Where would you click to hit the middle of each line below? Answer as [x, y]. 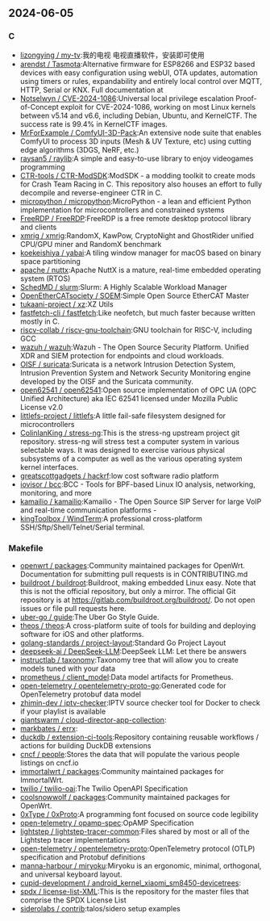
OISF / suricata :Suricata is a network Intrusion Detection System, [128, 364]
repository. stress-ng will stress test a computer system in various [130, 441]
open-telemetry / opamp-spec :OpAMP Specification [107, 823]
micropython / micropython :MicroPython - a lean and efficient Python [135, 201]
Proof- [247, 98]
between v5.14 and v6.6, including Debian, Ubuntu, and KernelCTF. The [139, 115]
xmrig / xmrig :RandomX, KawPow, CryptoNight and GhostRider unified [137, 235]
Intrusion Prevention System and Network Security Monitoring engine [135, 373]
